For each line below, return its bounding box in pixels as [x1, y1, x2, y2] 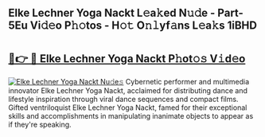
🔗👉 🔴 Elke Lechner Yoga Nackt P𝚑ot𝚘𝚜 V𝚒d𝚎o [8, 52, 246, 65]
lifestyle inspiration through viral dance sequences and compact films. [8, 95, 239, 104]
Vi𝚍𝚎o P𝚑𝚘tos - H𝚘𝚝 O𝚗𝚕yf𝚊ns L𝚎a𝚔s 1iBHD [29, 19, 257, 33]
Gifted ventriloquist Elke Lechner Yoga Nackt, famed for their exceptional [8, 103, 247, 112]
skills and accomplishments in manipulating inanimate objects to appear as [8, 112, 254, 120]
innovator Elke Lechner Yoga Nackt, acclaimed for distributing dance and [8, 86, 248, 95]
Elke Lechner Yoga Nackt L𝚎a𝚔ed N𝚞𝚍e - [8, 6, 216, 20]
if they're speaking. [8, 119, 72, 129]
